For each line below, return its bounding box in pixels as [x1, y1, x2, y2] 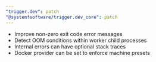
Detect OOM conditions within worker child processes [14, 37, 147, 44]
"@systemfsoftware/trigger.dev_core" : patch [5, 14, 118, 20]
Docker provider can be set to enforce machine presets [14, 49, 150, 56]
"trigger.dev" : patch [5, 8, 60, 15]
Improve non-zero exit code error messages [14, 30, 123, 37]
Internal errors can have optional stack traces [14, 43, 126, 50]
